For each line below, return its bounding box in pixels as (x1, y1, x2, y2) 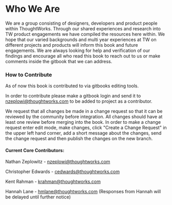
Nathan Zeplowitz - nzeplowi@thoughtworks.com (5, 159, 110, 165)
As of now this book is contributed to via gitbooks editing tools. (5, 83, 139, 89)
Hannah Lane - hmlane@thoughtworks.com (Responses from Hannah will (5, 189, 161, 195)
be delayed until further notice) (5, 194, 71, 200)
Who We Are (5, 3, 60, 15)
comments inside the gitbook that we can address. (5, 58, 112, 64)
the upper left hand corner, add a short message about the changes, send (5, 130, 162, 136)
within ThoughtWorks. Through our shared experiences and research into (5, 25, 161, 31)
